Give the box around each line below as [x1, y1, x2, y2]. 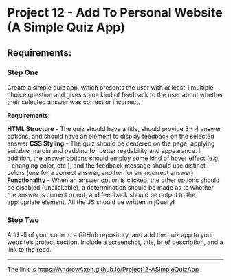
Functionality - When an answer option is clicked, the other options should [7, 176, 220, 184]
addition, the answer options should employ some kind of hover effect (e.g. [7, 154, 220, 162]
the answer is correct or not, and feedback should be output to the [7, 190, 196, 199]
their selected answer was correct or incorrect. [7, 98, 141, 106]
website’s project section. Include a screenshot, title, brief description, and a [7, 238, 223, 246]
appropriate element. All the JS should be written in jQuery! [7, 198, 175, 206]
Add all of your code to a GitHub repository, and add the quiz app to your [7, 231, 214, 239]
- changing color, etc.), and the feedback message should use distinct [7, 161, 206, 170]
